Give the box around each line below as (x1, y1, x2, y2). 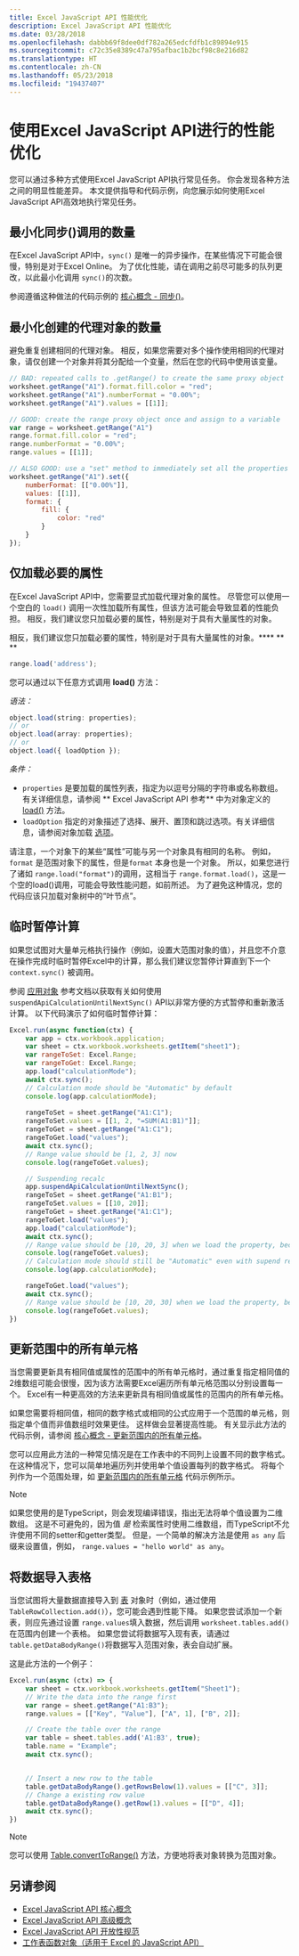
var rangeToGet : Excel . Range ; (25, 1059, 138, 1068)
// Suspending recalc (25, 1174, 105, 1183)
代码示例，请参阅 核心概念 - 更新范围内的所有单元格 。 (9, 1430, 207, 1441)
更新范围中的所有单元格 (9, 1341, 138, 1357)
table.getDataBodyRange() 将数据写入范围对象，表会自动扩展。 (9, 1640, 238, 1650)
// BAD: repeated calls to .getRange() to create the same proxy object (9, 374, 285, 383)
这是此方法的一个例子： (9, 1659, 95, 1669)
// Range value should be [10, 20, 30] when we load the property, (25, 1298, 280, 1307)
